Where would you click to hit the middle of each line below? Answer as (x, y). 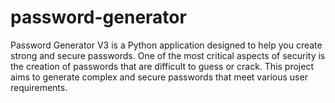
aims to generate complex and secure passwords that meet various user (159, 77)
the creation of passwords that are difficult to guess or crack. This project (162, 66)
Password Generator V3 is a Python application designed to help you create (166, 45)
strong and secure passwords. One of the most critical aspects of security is (168, 55)
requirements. (39, 87)
